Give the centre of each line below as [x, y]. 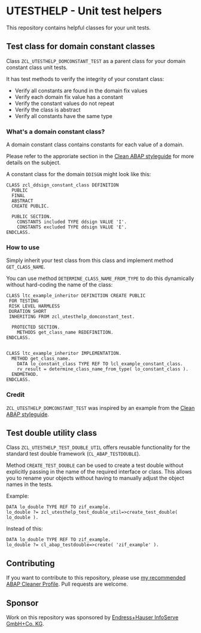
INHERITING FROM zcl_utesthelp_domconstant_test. [72, 317]
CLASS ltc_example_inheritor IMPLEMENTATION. [64, 354]
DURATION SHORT [28, 312]
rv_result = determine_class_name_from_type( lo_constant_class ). [103, 369]
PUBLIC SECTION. [32, 217]
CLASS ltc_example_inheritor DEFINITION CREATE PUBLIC [76, 296]
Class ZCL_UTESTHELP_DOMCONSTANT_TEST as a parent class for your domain [96, 61]
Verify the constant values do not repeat [65, 103]
